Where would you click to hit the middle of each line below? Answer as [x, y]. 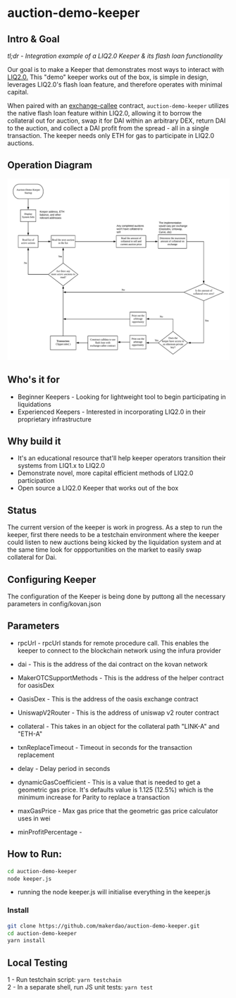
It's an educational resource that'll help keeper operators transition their [122, 458]
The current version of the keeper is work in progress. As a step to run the [115, 527]
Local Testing [38, 962]
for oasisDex [36, 685]
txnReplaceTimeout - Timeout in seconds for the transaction [105, 747]
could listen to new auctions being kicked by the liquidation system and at [114, 542]
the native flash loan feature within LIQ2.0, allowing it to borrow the [105, 113]
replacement [36, 755]
